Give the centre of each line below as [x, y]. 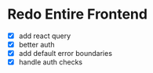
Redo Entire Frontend [78, 14]
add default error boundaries [66, 54]
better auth [36, 45]
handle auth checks [51, 62]
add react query [45, 36]
